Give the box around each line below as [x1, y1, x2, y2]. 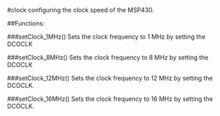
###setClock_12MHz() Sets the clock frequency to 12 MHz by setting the [7, 74, 213, 82]
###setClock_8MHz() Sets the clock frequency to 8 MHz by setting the [7, 53, 209, 61]
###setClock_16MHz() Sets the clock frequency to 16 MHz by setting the [7, 95, 213, 103]
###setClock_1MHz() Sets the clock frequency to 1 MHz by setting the [7, 32, 206, 41]
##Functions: [7, 19, 45, 27]
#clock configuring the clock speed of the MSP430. [7, 6, 154, 14]
